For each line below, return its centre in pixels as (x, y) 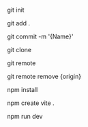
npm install (23, 90)
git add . (19, 23)
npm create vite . (31, 103)
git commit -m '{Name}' (40, 36)
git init (16, 10)
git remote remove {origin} (44, 76)
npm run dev (25, 116)
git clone (19, 50)
